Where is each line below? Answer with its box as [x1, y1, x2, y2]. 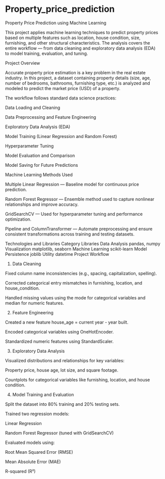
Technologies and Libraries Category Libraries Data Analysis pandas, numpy [5, 240, 161, 246]
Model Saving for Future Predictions [5, 162, 78, 168]
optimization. [5, 216, 32, 222]
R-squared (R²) [5, 468, 36, 474]
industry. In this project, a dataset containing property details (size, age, [5, 75, 151, 81]
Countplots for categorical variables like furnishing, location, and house [5, 377, 150, 383]
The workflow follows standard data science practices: [5, 95, 117, 101]
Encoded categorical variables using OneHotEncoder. [5, 329, 114, 335]
